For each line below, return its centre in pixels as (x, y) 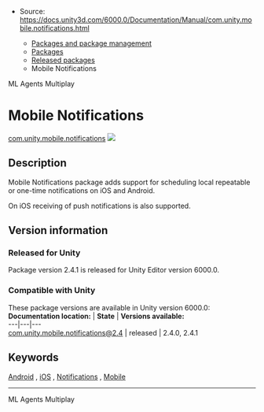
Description (37, 163)
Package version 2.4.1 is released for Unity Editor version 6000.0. (114, 270)
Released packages (63, 60)
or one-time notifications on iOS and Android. (82, 190)
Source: (32, 11)
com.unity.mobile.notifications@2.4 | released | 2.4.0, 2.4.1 (103, 332)
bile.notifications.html (55, 28)
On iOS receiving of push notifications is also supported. (99, 206)
